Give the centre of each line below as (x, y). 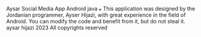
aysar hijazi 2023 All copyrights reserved (57, 27)
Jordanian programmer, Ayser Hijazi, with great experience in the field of (96, 15)
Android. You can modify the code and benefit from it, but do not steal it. (96, 21)
